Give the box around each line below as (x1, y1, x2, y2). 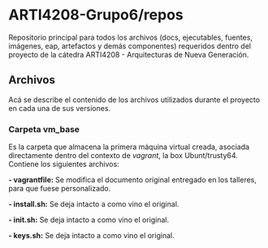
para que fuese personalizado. (8, 184, 111, 194)
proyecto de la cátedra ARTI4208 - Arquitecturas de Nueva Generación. (8, 49, 249, 59)
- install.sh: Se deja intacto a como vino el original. (8, 199, 179, 209)
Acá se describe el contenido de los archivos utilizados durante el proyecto (8, 95, 261, 105)
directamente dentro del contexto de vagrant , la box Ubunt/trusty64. (8, 151, 238, 160)
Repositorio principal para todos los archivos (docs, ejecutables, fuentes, (8, 32, 253, 42)
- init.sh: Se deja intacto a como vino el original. (8, 215, 169, 224)
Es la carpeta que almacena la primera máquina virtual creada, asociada (8, 142, 250, 152)
